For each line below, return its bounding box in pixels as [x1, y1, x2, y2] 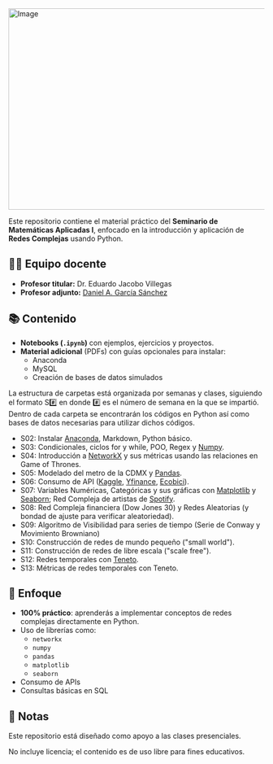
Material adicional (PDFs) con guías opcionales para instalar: [19, 346, 226, 356]
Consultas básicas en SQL [19, 686, 109, 696]
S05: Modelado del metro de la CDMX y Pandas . [19, 468, 183, 478]
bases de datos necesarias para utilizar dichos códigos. [8, 417, 195, 427]
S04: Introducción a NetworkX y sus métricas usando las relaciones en [19, 451, 258, 461]
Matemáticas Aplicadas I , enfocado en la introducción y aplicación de [8, 225, 245, 234]
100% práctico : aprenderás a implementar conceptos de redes [19, 608, 232, 618]
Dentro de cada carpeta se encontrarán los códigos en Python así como [8, 408, 250, 418]
